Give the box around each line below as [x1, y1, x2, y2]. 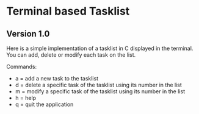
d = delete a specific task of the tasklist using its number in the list [15, 81, 182, 88]
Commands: [6, 63, 37, 70]
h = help [15, 94, 37, 101]
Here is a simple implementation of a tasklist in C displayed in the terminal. [6, 45, 194, 52]
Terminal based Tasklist [6, 4, 130, 18]
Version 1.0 [6, 29, 50, 39]
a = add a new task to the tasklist [15, 75, 99, 82]
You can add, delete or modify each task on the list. [6, 51, 136, 59]
